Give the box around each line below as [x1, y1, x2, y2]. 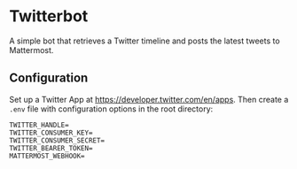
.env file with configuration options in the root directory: [9, 104, 214, 114]
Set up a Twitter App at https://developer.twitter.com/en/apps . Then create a [9, 94, 289, 104]
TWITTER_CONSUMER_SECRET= [9, 135, 105, 145]
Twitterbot [9, 6, 89, 27]
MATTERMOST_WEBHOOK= [9, 151, 86, 160]
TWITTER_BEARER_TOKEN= [9, 143, 93, 152]
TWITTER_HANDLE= [9, 120, 69, 129]
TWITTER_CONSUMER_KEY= [9, 128, 93, 137]
